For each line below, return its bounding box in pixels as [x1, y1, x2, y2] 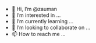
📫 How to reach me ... [11, 31, 66, 37]
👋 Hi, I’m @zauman [11, 6, 57, 12]
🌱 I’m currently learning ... [11, 18, 74, 24]
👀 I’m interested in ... [11, 12, 61, 19]
